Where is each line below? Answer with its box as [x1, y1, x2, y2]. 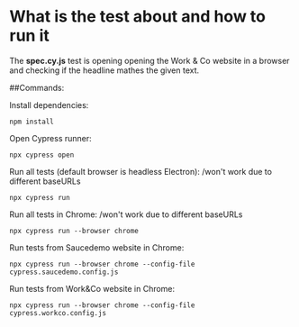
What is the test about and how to [9, 6, 266, 27]
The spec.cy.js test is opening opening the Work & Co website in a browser [9, 55, 290, 66]
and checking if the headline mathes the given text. [9, 65, 200, 76]
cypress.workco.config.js [9, 308, 106, 317]
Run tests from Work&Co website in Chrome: [9, 283, 176, 294]
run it [9, 25, 50, 46]
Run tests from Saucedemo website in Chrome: [9, 241, 185, 253]
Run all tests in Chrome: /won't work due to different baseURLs [9, 209, 243, 220]
